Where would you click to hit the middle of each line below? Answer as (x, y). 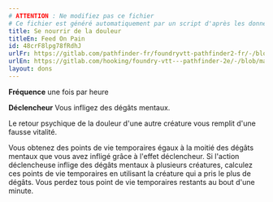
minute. (21, 191)
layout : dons (30, 69)
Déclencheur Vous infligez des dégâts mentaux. (89, 107)
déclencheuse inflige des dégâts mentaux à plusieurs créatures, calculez (131, 165)
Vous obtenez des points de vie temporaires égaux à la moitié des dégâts (131, 148)
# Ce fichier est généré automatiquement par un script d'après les (127, 24)
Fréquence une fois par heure (58, 92)
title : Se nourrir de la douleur (65, 31)
